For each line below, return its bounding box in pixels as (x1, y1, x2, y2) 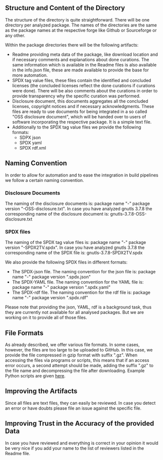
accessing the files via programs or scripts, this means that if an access (5, 357, 150, 363)
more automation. (12, 72, 48, 78)
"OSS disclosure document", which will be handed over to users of (12, 113, 146, 119)
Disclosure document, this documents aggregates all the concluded (12, 98, 148, 104)
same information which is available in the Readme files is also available (12, 62, 157, 67)
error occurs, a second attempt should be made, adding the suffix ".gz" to (5, 363, 154, 369)
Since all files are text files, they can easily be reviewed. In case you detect (5, 400, 156, 406)
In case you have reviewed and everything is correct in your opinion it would (5, 440, 159, 446)
